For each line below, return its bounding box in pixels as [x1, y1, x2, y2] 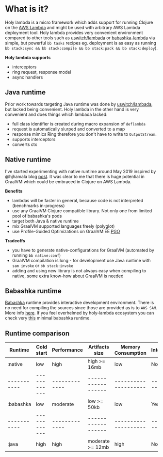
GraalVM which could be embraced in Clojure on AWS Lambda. [5, 178, 132, 185]
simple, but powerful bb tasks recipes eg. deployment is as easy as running [5, 40, 157, 46]
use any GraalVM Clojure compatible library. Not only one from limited [12, 207, 152, 214]
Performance [51, 347, 83, 353]
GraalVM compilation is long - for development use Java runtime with [12, 257, 151, 263]
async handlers [12, 74, 43, 80]
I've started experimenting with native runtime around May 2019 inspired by [5, 168, 156, 174]
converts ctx [12, 142, 37, 147]
